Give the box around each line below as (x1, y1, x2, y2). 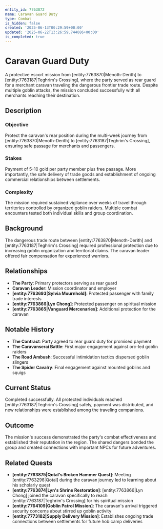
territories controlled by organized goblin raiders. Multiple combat (5, 205, 138, 211)
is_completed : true (5, 35, 45, 40)
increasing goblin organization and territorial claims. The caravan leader (5, 247, 150, 253)
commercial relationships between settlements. (5, 176, 100, 182)
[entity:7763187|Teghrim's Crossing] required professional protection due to (5, 242, 158, 248)
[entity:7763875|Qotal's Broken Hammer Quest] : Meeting (12, 471, 131, 477)
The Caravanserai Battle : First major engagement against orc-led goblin (12, 343, 158, 350)
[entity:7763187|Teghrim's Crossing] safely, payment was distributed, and (5, 402, 154, 408)
